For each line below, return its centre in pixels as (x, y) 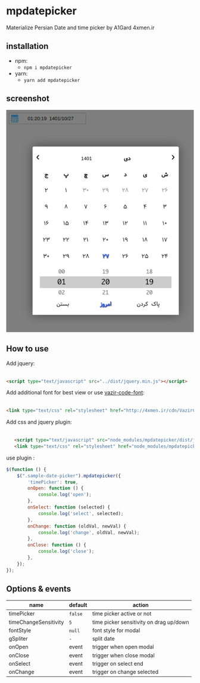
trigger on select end (118, 663)
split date (103, 639)
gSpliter (18, 639)
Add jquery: (21, 363)
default (78, 605)
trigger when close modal (123, 655)
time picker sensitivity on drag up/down (140, 622)
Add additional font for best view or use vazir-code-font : (75, 393)
